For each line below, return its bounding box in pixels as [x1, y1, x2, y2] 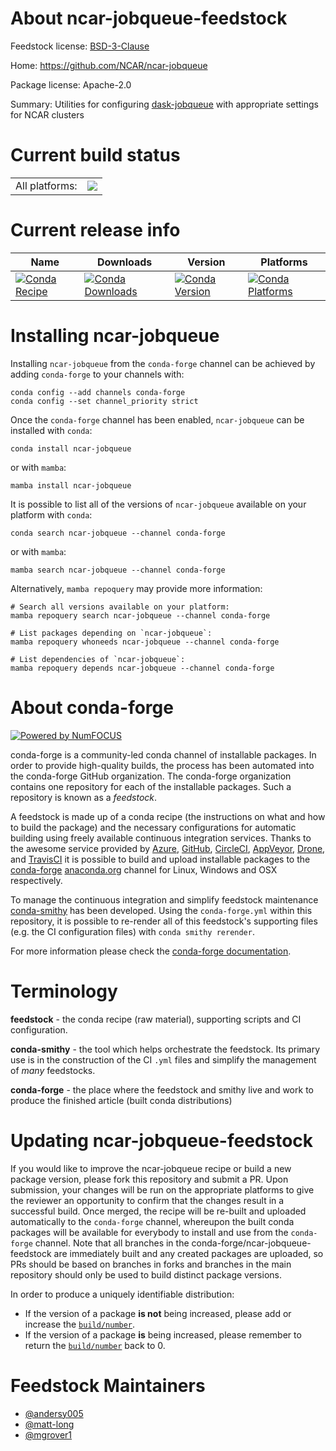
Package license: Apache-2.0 [10, 78, 132, 91]
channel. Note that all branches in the [34, 1237, 190, 1249]
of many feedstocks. [10, 1064, 96, 1076]
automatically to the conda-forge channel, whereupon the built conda [10, 1215, 295, 1227]
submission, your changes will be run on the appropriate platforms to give [10, 1183, 315, 1196]
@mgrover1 [24, 1428, 73, 1441]
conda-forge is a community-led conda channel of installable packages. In [10, 748, 317, 761]
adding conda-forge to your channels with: [10, 368, 185, 380]
